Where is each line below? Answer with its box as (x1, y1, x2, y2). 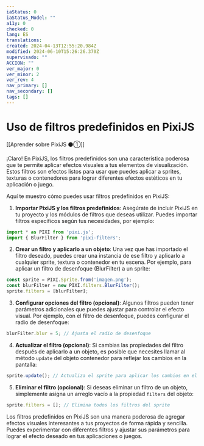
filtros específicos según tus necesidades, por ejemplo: (15, 217, 155, 224)
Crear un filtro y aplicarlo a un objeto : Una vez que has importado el (15, 246, 188, 253)
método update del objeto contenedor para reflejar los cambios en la (15, 354, 187, 361)
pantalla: (15, 361, 37, 368)
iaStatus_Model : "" (6, 15, 56, 21)
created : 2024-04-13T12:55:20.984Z (6, 43, 97, 49)
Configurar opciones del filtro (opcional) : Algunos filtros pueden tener (15, 299, 194, 306)
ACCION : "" (6, 60, 34, 66)
